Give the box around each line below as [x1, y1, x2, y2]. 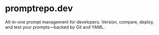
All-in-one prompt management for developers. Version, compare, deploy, [5, 19, 155, 25]
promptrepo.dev [5, 3, 73, 14]
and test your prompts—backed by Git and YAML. [5, 24, 105, 30]
